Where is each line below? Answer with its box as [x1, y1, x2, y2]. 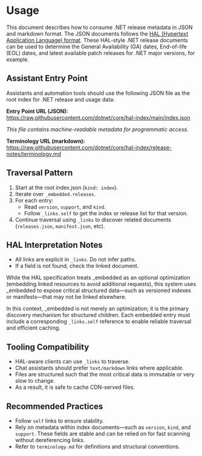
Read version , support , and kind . [24, 203, 106, 210]
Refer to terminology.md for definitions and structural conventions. [15, 443, 180, 450]
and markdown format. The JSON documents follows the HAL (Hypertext [6, 30, 189, 37]
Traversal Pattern [6, 168, 73, 178]
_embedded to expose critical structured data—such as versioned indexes [6, 287, 192, 294]
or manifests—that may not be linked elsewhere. [6, 293, 127, 301]
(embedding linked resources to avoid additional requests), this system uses [6, 281, 197, 288]
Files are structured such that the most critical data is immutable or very [15, 371, 195, 378]
